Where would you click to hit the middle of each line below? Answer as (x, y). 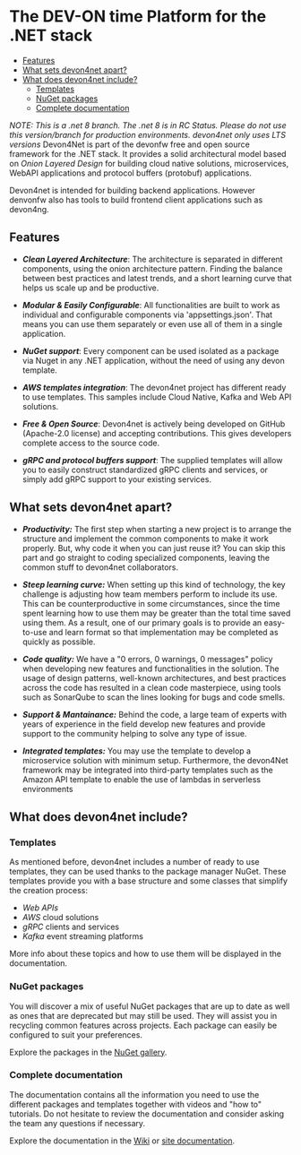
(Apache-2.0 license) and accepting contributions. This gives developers (157, 433)
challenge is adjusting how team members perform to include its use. (150, 594)
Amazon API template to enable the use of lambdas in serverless (142, 779)
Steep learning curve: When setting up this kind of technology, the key (154, 584)
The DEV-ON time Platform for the (138, 17)
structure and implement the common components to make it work (145, 539)
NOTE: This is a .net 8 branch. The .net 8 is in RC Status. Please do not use (148, 125)
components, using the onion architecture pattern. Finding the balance (152, 268)
